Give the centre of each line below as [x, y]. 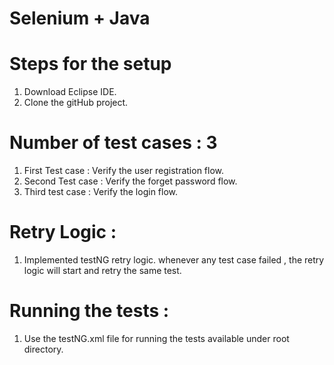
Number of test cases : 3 [113, 143]
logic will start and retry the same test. [102, 270]
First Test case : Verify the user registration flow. [124, 171]
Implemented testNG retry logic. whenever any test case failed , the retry [174, 260]
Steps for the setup [90, 64]
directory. [43, 349]
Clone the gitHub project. [76, 103]
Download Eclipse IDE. [70, 92]
